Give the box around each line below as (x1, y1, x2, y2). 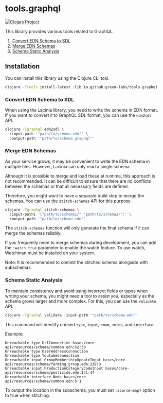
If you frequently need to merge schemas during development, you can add (5, 240, 157, 245)
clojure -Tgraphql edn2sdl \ (5, 127, 64, 132)
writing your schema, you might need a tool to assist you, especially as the (5, 293, 155, 299)
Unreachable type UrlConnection (5, 340, 71, 345)
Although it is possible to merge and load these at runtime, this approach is (5, 173, 156, 179)
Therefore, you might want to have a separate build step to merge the (5, 193, 145, 198)
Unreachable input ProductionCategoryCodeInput (5, 366, 104, 371)
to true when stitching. (5, 392, 50, 398)
